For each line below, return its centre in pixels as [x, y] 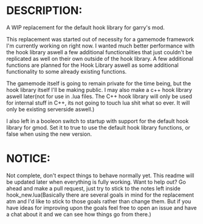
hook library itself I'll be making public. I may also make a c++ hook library [99, 89]
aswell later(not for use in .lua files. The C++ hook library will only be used [99, 96]
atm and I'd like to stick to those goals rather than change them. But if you [99, 201]
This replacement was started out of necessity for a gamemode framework [100, 39]
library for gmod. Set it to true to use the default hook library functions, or [98, 127]
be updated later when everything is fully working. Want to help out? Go [96, 182]
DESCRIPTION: [44, 11]
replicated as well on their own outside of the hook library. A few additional [100, 58]
